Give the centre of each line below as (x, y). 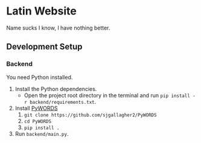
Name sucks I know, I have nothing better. (58, 28)
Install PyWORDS (36, 108)
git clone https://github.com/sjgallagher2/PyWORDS (90, 115)
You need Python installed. (40, 77)
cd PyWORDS (38, 121)
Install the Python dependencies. (56, 89)
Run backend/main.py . (42, 133)
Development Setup (44, 47)
